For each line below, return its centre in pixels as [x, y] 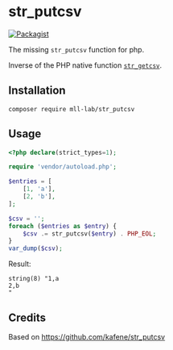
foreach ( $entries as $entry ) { [62, 226]
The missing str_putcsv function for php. [76, 49]
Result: [20, 264]
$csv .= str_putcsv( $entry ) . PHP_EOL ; [90, 233]
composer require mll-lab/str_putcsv [72, 109]
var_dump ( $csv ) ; [35, 248]
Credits [27, 317]
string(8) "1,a [34, 279]
